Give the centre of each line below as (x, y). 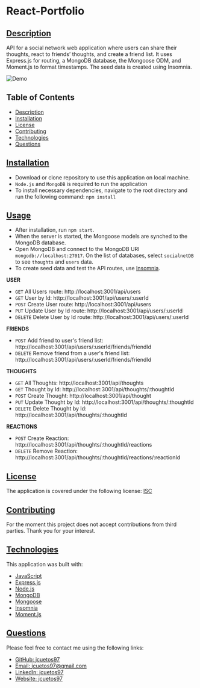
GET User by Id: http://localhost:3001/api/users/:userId (82, 298)
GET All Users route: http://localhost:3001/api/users (78, 292)
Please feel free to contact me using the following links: (75, 648)
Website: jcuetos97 (39, 678)
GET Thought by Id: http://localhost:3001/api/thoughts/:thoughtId (95, 389)
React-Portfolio (45, 11)
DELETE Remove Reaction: (46, 451)
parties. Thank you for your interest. (51, 531)
